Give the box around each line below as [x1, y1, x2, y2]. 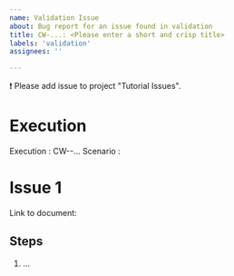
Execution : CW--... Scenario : [9, 146, 121, 157]
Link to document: [9, 208, 77, 218]
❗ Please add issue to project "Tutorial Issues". [9, 81, 181, 92]
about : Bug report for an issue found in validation [9, 22, 213, 31]
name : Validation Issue [9, 13, 100, 23]
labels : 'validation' [9, 38, 92, 48]
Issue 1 [9, 178, 63, 198]
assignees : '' [9, 47, 63, 56]
